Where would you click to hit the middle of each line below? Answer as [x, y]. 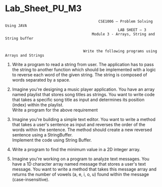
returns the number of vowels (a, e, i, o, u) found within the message [81, 174]
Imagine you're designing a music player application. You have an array [83, 89]
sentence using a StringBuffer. [42, 135]
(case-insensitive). [31, 179]
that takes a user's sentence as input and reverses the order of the [79, 124]
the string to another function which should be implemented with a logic [84, 69]
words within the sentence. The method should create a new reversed [82, 130]
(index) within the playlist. [38, 104]
